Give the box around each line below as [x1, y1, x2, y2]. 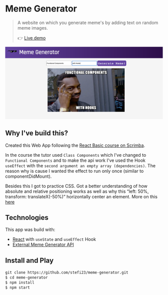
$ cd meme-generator [5, 275, 48, 280]
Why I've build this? [5, 129, 68, 138]
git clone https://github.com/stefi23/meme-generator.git [5, 270, 128, 275]
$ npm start [5, 285, 30, 290]
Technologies [5, 213, 49, 222]
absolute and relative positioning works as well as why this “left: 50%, [5, 188, 149, 194]
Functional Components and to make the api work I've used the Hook [5, 157, 146, 163]
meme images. [17, 25, 48, 31]
